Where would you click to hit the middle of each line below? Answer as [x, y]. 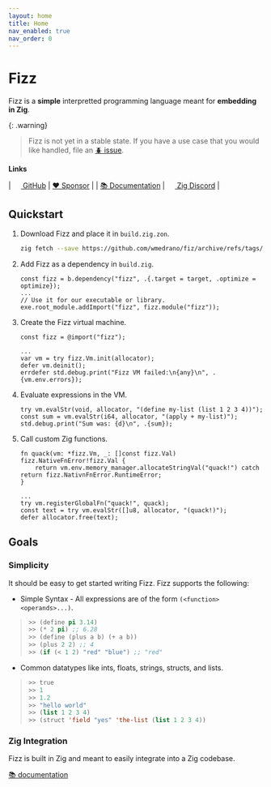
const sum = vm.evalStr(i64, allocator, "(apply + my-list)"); [129, 417]
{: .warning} [28, 126]
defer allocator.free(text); [69, 517]
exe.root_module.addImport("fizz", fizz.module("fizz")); [120, 307]
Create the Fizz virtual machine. [73, 322]
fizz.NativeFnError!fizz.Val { [73, 460]
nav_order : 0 [30, 38]
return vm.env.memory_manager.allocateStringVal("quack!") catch [148, 468]
